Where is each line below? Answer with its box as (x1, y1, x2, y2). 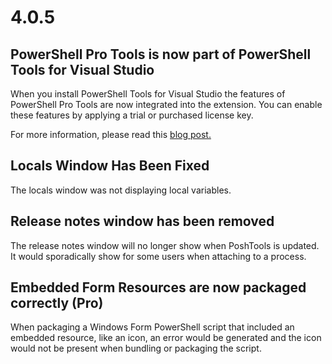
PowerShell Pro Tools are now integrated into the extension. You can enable (10, 99, 323, 110)
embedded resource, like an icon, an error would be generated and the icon (10, 332, 322, 344)
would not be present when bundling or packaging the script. (10, 342, 262, 355)
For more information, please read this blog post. (10, 129, 212, 140)
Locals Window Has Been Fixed (10, 157, 210, 175)
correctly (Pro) (10, 295, 104, 312)
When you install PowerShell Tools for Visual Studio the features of (10, 88, 286, 100)
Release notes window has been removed (10, 213, 275, 230)
